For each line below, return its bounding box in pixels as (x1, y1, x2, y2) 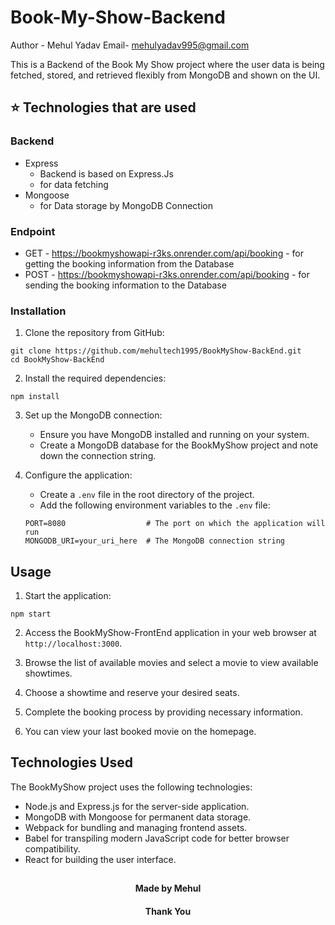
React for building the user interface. (24, 853, 177, 865)
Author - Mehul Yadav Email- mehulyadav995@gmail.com (10, 39, 250, 51)
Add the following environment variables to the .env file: (39, 499, 271, 511)
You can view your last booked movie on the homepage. (24, 726, 257, 738)
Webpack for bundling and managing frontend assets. (24, 821, 248, 833)
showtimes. (24, 667, 73, 680)
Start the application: (24, 590, 112, 602)
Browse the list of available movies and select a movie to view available (24, 657, 319, 669)
